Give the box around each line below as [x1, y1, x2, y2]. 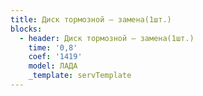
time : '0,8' [28, 42, 78, 53]
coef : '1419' [28, 52, 83, 62]
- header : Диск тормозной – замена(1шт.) [19, 33, 195, 43]
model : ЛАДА [28, 61, 78, 71]
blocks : [10, 24, 43, 34]
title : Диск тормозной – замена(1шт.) [10, 14, 172, 25]
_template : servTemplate [28, 71, 132, 81]
